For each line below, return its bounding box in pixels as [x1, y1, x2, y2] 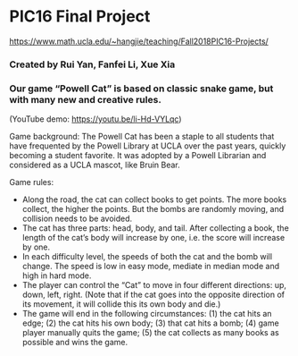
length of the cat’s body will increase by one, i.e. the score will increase [21, 233, 286, 243]
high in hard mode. [21, 270, 92, 281]
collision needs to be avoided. [21, 213, 133, 225]
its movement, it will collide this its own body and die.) [21, 299, 221, 309]
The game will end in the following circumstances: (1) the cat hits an [21, 309, 272, 319]
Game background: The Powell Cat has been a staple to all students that [9, 131, 275, 142]
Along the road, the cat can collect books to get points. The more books [21, 194, 287, 205]
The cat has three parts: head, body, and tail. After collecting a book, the [21, 223, 290, 233]
